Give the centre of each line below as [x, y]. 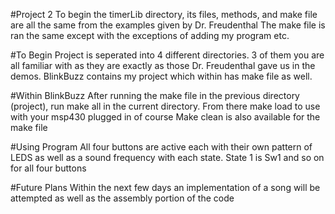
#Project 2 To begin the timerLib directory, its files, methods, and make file [164, 14]
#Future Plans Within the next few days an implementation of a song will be [165, 187]
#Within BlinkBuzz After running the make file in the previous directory [155, 95]
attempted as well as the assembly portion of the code [122, 198]
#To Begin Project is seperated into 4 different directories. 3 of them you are [167, 55]
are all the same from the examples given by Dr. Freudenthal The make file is [168, 25]
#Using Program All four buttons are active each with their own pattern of [161, 147]
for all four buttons [48, 168]
